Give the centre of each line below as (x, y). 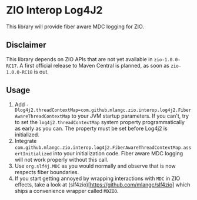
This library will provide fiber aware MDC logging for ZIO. (75, 26)
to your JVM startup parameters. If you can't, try (130, 116)
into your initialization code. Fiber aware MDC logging (118, 153)
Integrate (26, 141)
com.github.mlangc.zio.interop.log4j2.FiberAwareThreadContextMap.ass (103, 148)
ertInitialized (33, 154)
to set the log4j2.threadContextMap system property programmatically (100, 122)
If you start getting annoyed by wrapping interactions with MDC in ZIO (97, 178)
